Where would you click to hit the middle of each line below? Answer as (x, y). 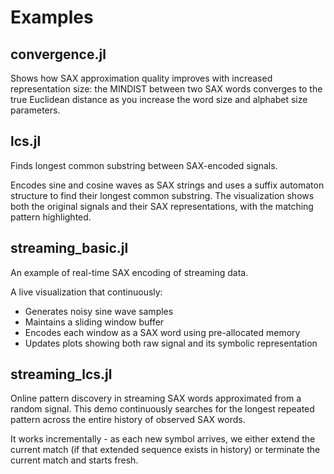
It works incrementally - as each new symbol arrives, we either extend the (163, 439)
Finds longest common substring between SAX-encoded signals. (144, 165)
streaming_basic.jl (69, 248)
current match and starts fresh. (74, 460)
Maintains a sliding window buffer (94, 322)
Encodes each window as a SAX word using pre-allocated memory (162, 332)
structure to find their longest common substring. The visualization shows (162, 195)
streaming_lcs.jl (61, 374)
